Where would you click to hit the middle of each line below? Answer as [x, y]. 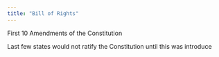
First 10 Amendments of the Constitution [65, 33]
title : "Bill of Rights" [43, 13]
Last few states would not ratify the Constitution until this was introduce [110, 46]
